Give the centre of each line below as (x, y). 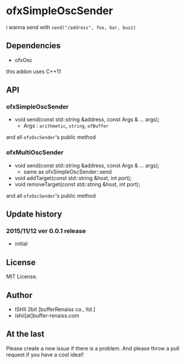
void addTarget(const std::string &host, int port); (73, 178)
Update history (34, 214)
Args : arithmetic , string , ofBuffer (66, 126)
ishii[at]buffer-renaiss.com (47, 316)
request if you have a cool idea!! (45, 355)
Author (19, 295)
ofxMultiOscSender (35, 153)
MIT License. (22, 277)
